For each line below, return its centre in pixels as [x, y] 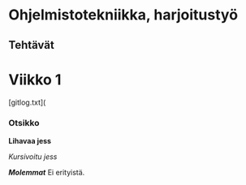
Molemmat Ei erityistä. [47, 172]
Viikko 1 [35, 80]
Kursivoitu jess [33, 157]
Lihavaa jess [30, 140]
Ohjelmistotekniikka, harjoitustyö [123, 15]
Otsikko [24, 123]
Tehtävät [31, 45]
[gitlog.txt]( [27, 102]
